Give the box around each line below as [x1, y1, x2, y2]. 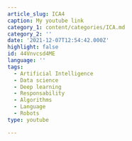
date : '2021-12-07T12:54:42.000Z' [7, 37, 110, 44]
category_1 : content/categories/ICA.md [7, 23, 126, 31]
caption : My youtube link [7, 17, 84, 24]
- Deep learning [13, 83, 62, 90]
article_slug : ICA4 [7, 10, 65, 18]
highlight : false [7, 43, 59, 51]
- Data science [13, 76, 59, 84]
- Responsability [13, 90, 65, 97]
